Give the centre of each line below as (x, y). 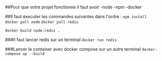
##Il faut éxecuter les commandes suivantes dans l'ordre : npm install (76, 16)
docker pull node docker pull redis (42, 22)
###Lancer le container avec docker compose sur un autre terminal (73, 49)
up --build (34, 54)
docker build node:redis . (32, 31)
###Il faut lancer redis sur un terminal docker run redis (61, 40)
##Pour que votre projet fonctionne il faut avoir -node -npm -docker (73, 7)
